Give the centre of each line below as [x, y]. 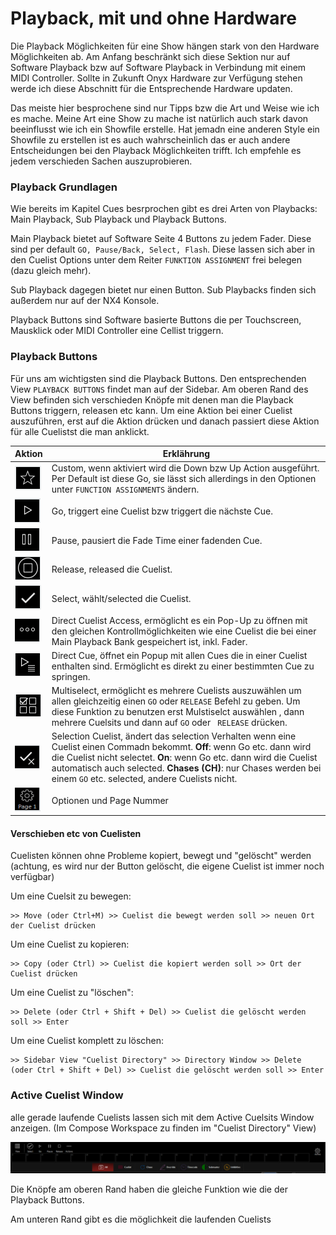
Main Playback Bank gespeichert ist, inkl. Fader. [149, 641]
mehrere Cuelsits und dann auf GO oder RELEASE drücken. [169, 723]
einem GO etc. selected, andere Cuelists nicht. [144, 779]
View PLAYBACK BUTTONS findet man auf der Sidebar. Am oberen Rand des [159, 389]
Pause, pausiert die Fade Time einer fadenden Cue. [157, 540]
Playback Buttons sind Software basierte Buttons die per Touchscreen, [156, 320]
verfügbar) [32, 877]
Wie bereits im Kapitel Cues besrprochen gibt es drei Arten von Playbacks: [164, 209]
